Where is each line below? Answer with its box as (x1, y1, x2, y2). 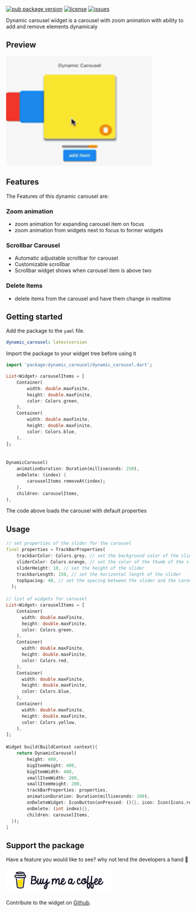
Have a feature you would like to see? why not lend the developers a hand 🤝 (6, 856, 188, 863)
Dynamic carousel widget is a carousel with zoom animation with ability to (6, 17, 184, 23)
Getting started (6, 312, 63, 322)
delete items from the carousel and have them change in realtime (14, 295, 171, 302)
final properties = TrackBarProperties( (6, 547, 106, 553)
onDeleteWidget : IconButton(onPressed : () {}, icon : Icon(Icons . (27, 800, 187, 806)
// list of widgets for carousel (6, 596, 87, 602)
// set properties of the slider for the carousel (6, 541, 132, 546)
